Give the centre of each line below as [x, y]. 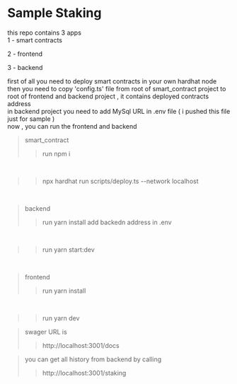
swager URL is [46, 332]
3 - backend [25, 67]
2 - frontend [25, 54]
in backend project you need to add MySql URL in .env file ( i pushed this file [119, 111]
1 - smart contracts [35, 40]
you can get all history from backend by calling [93, 359]
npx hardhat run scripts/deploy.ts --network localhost [120, 181]
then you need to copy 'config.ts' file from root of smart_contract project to [117, 88]
